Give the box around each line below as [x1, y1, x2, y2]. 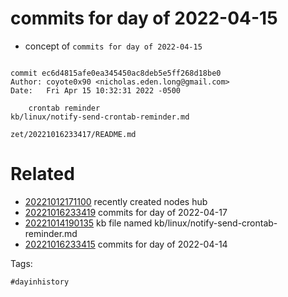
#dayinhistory [10, 277, 70, 287]
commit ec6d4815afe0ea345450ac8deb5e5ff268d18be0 [10, 68, 222, 78]
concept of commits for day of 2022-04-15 [24, 40, 203, 52]
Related [10, 163, 75, 186]
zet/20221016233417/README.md [10, 129, 137, 139]
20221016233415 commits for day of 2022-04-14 [24, 238, 228, 250]
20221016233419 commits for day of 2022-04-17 [24, 206, 228, 218]
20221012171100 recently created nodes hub [24, 195, 208, 207]
